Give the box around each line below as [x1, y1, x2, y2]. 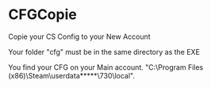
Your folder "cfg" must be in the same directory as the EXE [8, 47, 201, 56]
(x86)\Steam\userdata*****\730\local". [8, 71, 136, 80]
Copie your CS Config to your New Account [8, 32, 151, 41]
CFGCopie [8, 6, 77, 24]
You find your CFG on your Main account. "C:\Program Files [8, 62, 204, 72]
